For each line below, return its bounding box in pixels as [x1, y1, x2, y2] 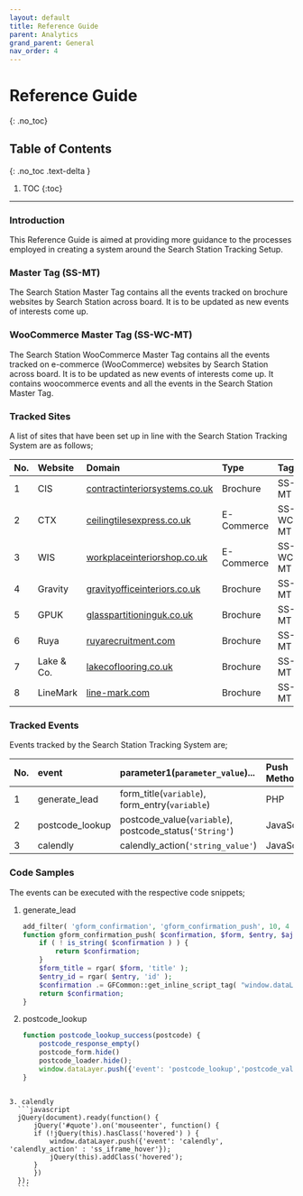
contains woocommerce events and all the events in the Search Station [9, 378, 273, 389]
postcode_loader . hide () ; [39, 1056, 133, 1065]
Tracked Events [9, 719, 79, 731]
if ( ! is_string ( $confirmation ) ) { [39, 939, 189, 948]
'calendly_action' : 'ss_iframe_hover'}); [9, 1145, 171, 1154]
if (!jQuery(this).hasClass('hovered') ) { [32, 1128, 200, 1137]
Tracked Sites [9, 409, 71, 422]
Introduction [9, 214, 65, 226]
